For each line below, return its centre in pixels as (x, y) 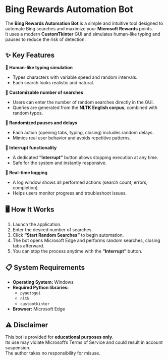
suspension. (18, 348)
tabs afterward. (28, 245)
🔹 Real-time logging (26, 172)
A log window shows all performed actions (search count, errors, (80, 182)
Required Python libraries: (41, 288)
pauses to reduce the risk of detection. (45, 39)
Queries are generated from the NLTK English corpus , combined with (85, 108)
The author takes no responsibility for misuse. (53, 353)
